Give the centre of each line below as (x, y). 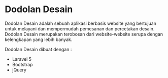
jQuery (19, 70)
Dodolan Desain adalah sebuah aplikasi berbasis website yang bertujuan (81, 23)
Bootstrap (22, 64)
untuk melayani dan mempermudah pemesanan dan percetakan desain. (80, 28)
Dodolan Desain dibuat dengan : (38, 49)
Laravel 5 (22, 59)
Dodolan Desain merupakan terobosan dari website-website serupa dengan (84, 34)
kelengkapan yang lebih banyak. (39, 40)
